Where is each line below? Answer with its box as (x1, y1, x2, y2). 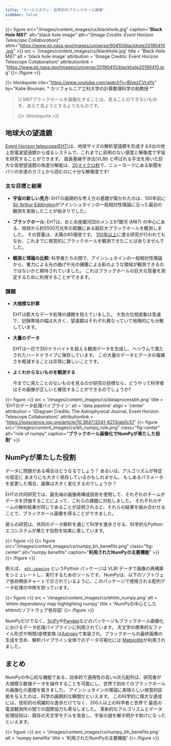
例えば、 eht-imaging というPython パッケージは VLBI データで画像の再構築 (5, 565, 164, 571)
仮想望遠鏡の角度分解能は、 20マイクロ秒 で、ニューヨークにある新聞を (14, 162, 162, 168)
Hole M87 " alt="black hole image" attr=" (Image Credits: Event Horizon (5, 32, 154, 38)
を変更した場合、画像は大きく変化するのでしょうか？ (5, 480, 117, 486)
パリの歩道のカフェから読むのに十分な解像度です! (5, 168, 109, 175)
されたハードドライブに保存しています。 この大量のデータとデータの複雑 (12, 352, 165, 358)
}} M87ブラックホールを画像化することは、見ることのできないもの (17, 96, 157, 102)
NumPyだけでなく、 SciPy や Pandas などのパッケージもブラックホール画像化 (5, 618, 164, 624)
